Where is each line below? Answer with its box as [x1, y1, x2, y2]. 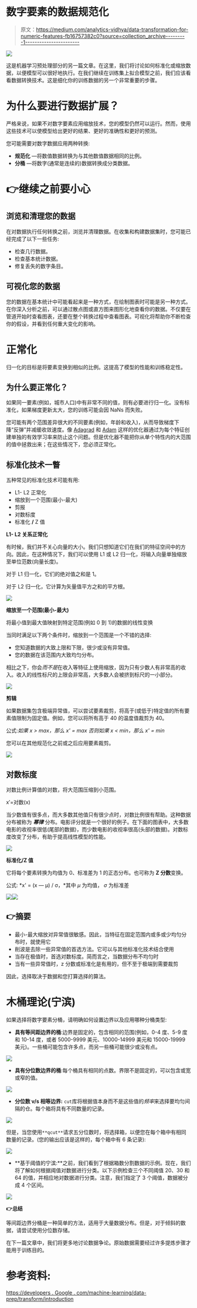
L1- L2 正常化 [14, 489, 47, 496]
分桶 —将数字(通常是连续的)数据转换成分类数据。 [14, 159, 133, 166]
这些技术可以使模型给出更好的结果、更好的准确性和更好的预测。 [6, 127, 160, 134]
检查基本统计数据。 [14, 255, 62, 262]
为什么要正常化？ [6, 383, 68, 393]
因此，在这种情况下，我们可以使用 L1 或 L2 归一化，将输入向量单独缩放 [16, 551, 188, 558]
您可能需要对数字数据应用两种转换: [6, 139, 90, 147]
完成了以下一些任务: [11, 235, 60, 242]
